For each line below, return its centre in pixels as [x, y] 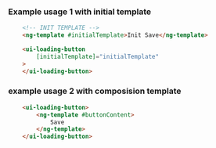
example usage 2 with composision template [95, 91]
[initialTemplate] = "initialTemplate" [97, 56]
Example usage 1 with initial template [79, 12]
